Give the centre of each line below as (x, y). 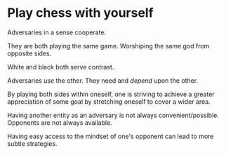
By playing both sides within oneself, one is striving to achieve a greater (111, 94)
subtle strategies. (32, 143)
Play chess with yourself (80, 13)
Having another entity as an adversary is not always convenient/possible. (113, 115)
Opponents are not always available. (60, 122)
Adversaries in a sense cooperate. (57, 32)
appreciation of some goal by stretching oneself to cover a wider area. (109, 101)
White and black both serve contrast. (61, 67)
